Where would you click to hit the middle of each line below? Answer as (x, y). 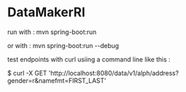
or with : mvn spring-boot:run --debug (63, 45)
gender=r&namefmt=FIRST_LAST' (57, 80)
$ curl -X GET (27, 73)
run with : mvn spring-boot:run (52, 32)
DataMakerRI (46, 12)
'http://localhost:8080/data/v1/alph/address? (114, 73)
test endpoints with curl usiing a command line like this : (89, 59)
